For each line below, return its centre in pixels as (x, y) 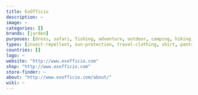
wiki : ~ (16, 83)
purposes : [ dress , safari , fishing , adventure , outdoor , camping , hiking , (100, 39)
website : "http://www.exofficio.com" (52, 61)
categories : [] (25, 28)
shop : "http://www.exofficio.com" (49, 66)
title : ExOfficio (27, 12)
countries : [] (24, 50)
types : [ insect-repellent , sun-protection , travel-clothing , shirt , (92, 45)
